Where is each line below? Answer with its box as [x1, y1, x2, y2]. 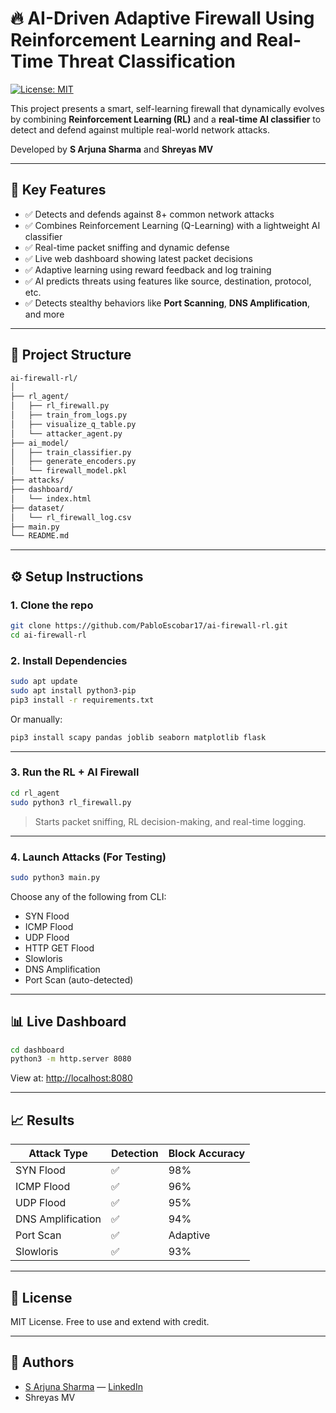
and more [24, 308, 65, 320]
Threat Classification [57, 50, 236, 73]
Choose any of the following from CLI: [10, 890, 167, 902]
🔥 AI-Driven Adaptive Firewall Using [10, 7, 315, 30]
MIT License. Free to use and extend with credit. [10, 1315, 210, 1327]
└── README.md [10, 531, 70, 541]
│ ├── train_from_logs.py [10, 410, 128, 421]
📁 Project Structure [10, 347, 132, 364]
